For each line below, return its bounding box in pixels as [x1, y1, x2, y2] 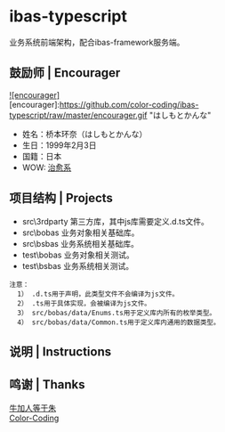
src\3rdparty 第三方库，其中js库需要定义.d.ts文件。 [21, 216, 209, 226]
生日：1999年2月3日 [21, 140, 97, 151]
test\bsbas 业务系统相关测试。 [21, 260, 134, 271]
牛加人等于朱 [9, 403, 56, 413]
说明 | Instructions [9, 344, 112, 359]
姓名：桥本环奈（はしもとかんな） [21, 128, 148, 139]
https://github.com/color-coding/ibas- [59, 99, 199, 110]
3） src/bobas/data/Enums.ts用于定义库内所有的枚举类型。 [17, 308, 216, 317]
